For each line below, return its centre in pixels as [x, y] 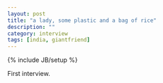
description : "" [31, 27]
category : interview [38, 33]
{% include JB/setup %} [43, 60]
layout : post [27, 14]
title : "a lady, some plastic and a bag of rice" [82, 20]
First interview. [29, 74]
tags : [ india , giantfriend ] [49, 40]
